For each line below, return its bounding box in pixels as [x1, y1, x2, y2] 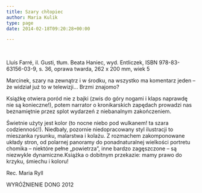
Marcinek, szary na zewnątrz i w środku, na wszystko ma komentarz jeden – [6, 77, 196, 84]
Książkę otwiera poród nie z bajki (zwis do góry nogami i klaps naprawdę [6, 95, 188, 102]
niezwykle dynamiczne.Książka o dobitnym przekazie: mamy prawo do [6, 152, 182, 159]
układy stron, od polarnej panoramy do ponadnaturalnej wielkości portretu [6, 139, 191, 146]
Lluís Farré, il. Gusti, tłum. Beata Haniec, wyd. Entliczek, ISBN [6, 59, 158, 66]
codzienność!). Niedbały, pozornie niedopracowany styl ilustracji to [6, 126, 174, 133]
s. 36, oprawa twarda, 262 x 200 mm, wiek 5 [39, 66, 150, 73]
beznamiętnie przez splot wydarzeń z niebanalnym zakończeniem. [6, 108, 172, 115]
